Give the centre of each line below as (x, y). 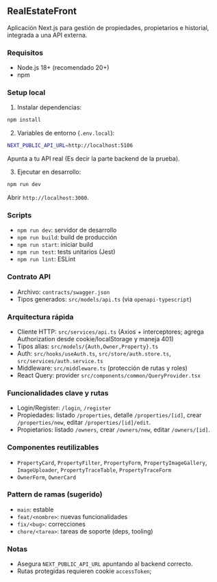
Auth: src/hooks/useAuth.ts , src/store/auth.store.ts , (94, 353)
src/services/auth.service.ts (60, 361)
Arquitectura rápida (40, 317)
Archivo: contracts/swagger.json (63, 292)
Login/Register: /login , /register (64, 408)
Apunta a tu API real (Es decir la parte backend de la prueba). (93, 159)
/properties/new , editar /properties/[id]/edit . (84, 423)
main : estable (35, 510)
